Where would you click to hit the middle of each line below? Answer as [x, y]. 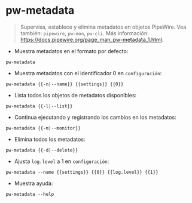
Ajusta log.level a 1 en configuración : [62, 161]
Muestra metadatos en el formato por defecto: [71, 51]
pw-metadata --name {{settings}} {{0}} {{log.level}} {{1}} [82, 172]
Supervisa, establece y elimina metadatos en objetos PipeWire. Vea [103, 27]
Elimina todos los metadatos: [50, 139]
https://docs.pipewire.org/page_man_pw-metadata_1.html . [92, 39]
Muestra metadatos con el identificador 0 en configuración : [88, 73]
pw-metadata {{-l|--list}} [39, 106]
